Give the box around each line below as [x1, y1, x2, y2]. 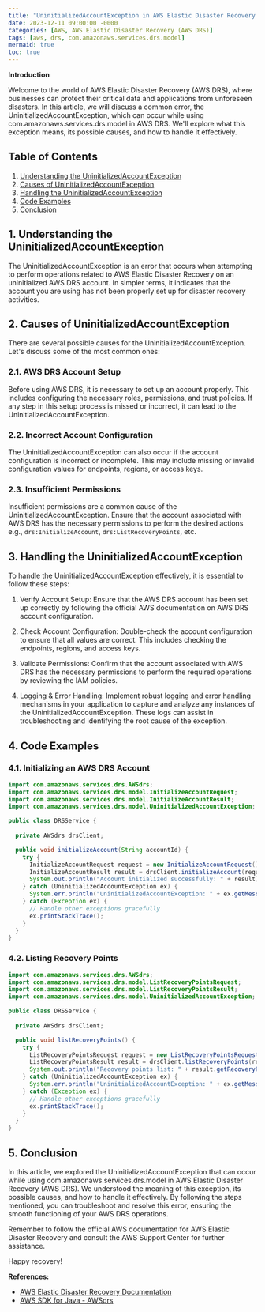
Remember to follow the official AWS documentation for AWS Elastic [8, 1224, 230, 1234]
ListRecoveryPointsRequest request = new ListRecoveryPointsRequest [28, 1050, 259, 1059]
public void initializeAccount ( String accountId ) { [15, 846, 189, 854]
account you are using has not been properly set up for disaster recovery [8, 286, 246, 296]
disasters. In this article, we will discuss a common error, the [8, 102, 205, 111]
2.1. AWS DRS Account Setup [8, 367, 121, 378]
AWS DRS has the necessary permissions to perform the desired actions [8, 518, 244, 528]
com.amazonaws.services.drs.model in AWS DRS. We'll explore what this [8, 119, 246, 128]
